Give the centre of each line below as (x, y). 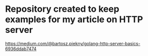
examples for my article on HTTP (74, 19)
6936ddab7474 (21, 49)
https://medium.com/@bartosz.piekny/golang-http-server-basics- (73, 43)
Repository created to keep (62, 9)
